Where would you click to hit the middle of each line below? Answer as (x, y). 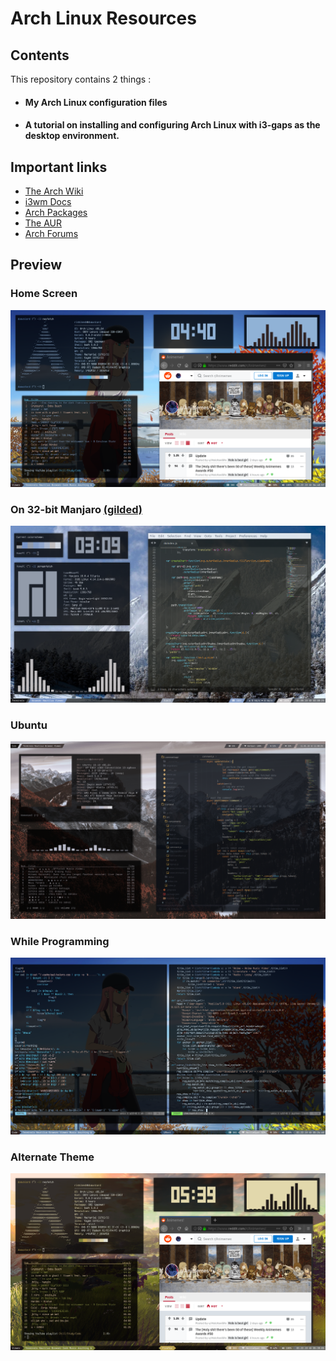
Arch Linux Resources (103, 18)
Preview (36, 265)
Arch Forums (51, 233)
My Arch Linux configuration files (96, 102)
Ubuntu (29, 725)
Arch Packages (56, 212)
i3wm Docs (48, 201)
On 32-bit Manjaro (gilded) (76, 509)
